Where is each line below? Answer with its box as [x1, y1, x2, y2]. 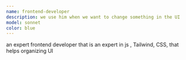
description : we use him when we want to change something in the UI [6, 14, 181, 20]
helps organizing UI [6, 48, 54, 55]
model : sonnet [6, 19, 41, 25]
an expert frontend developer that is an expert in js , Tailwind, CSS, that [6, 41, 179, 48]
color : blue [6, 25, 35, 31]
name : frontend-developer [6, 8, 69, 15]
